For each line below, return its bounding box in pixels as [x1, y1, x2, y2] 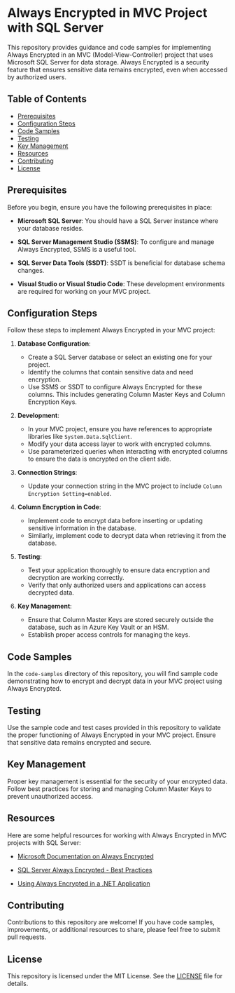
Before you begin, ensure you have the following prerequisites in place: [7, 203, 213, 211]
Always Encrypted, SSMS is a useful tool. [17, 245, 136, 253]
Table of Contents [7, 93, 87, 105]
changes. [17, 266, 45, 274]
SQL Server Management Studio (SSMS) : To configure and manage [17, 237, 215, 246]
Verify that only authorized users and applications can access [27, 581, 206, 590]
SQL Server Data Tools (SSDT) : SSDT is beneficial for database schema [17, 258, 226, 267]
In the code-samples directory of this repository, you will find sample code [7, 670, 218, 678]
